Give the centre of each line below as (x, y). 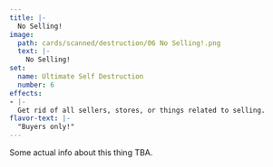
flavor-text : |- (40, 118)
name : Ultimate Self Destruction (81, 77)
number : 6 (36, 85)
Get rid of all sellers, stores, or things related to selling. (141, 110)
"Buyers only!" (46, 127)
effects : (26, 93)
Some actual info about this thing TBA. (81, 153)
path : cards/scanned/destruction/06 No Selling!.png (119, 43)
